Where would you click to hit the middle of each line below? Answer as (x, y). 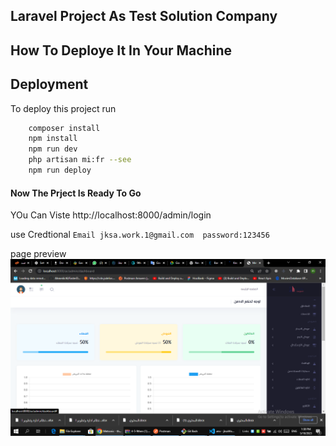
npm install (53, 139)
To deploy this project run (63, 108)
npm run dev (53, 149)
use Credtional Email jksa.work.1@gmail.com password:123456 (140, 235)
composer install (64, 128)
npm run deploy (60, 170)
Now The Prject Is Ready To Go (76, 193)
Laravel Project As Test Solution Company (144, 16)
